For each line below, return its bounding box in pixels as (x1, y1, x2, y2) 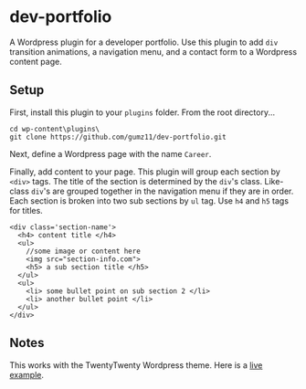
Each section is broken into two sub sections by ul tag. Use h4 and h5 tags (9, 194, 290, 206)
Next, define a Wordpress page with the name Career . (9, 148, 212, 159)
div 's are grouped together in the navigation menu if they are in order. (30, 185, 294, 196)
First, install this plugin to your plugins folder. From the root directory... (9, 107, 276, 118)
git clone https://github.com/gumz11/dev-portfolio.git (9, 132, 227, 142)
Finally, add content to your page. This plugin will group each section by (9, 166, 280, 177)
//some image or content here (26, 247, 142, 256)
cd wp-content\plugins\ (9, 124, 100, 133)
